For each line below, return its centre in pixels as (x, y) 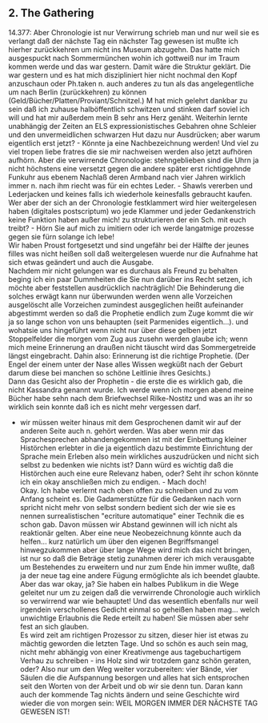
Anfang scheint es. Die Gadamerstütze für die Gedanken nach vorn (130, 499)
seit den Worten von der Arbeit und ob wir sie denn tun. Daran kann (131, 686)
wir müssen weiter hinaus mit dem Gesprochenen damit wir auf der (130, 422)
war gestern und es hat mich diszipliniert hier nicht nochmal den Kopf (123, 74)
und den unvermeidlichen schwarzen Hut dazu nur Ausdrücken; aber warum (134, 135)
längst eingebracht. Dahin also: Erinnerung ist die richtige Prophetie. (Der (129, 355)
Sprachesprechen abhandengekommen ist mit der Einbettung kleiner (133, 439)
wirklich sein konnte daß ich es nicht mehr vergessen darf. (105, 407)
